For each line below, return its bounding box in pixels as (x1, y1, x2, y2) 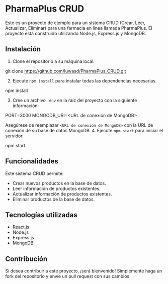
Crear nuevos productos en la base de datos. (12, 180, 107, 186)
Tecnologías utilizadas (5, 211, 77, 219)
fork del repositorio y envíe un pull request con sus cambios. (5, 273, 131, 279)
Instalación (5, 45, 41, 53)
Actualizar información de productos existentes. (12, 191, 112, 197)
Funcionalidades (5, 157, 59, 166)
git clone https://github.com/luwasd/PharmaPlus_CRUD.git (5, 68, 126, 74)
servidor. (5, 133, 24, 139)
